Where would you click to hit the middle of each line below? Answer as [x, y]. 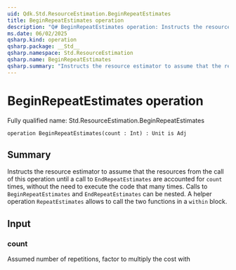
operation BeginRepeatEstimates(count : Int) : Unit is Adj [97, 133]
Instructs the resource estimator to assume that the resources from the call [116, 172]
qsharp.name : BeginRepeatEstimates [59, 60]
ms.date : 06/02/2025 [38, 33]
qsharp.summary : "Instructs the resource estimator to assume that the [114, 66]
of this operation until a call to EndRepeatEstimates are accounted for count [115, 179]
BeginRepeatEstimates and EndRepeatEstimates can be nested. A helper [110, 194]
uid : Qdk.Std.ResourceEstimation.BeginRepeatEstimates [89, 14]
